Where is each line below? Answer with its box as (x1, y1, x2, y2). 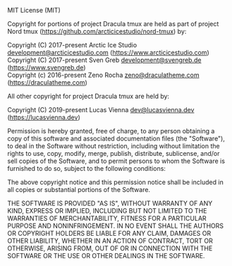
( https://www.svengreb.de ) (7, 64, 86, 71)
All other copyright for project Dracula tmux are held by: (7, 92, 170, 100)
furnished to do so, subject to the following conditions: (7, 164, 166, 172)
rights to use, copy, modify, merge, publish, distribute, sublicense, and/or (7, 150, 220, 157)
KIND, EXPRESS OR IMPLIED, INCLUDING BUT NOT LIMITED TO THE (7, 207, 207, 214)
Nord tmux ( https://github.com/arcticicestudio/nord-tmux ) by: (7, 28, 187, 35)
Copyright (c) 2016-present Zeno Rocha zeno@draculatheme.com (7, 71, 200, 79)
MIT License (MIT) (7, 6, 61, 14)
